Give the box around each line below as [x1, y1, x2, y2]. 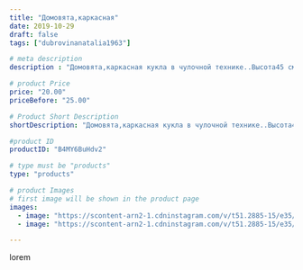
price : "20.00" [9, 87, 67, 96]
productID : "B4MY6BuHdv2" [9, 145, 106, 154]
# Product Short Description [9, 112, 119, 121]
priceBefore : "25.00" [9, 95, 91, 104]
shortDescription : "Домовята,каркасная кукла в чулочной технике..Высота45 [9, 121, 300, 130]
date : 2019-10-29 [9, 22, 75, 31]
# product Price [9, 79, 70, 88]
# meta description [9, 55, 83, 64]
